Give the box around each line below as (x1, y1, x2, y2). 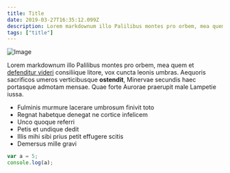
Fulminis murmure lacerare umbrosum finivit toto (16, 103, 155, 111)
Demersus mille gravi (16, 139, 77, 148)
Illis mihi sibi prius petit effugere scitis (16, 133, 124, 141)
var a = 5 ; (7, 153, 38, 160)
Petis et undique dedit (16, 125, 79, 133)
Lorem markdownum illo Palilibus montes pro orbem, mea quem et (7, 61, 194, 69)
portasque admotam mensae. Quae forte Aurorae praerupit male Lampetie (7, 83, 217, 91)
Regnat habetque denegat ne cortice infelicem (16, 111, 149, 119)
